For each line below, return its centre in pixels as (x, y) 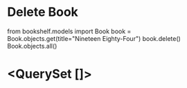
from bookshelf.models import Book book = (69, 31)
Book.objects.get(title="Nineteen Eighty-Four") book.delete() (94, 38)
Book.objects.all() (32, 46)
